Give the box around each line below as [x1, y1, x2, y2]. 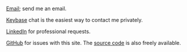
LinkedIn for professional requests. [6, 28, 91, 35]
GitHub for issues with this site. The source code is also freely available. [6, 40, 181, 46]
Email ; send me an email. [6, 5, 67, 12]
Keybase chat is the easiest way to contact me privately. [6, 17, 143, 23]
